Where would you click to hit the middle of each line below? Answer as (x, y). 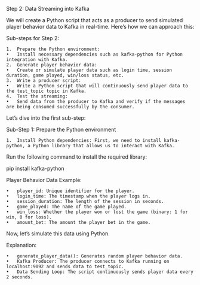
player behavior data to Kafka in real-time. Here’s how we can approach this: (100, 27)
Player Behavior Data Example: (44, 180)
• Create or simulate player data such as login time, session (89, 70)
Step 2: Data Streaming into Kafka (48, 9)
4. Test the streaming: (37, 96)
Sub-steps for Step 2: (33, 38)
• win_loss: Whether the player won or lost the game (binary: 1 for (97, 212)
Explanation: (21, 245)
